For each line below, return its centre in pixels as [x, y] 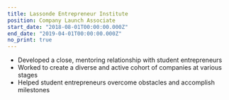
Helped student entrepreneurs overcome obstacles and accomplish [116, 82]
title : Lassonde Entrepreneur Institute [68, 14]
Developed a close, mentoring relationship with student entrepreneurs [120, 60]
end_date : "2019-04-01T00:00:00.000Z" [65, 33]
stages [27, 75]
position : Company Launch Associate [61, 20]
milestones [34, 90]
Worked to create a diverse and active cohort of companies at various [119, 68]
